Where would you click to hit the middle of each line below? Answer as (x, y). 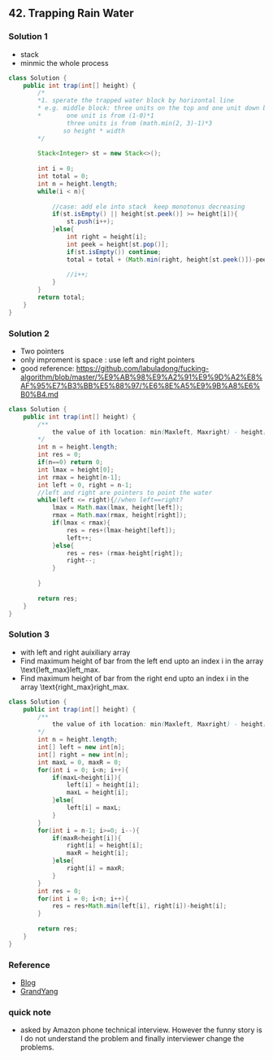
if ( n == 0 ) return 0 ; (71, 462)
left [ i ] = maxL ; (94, 808)
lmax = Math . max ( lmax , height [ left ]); (117, 508)
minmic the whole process (64, 63)
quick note (30, 1012)
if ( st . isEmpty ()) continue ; (114, 252)
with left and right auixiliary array (75, 652)
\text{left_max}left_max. (60, 669)
